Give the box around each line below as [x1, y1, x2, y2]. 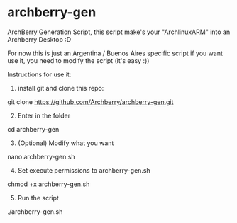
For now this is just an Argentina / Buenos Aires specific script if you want [7, 49, 224, 57]
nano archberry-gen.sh [7, 152, 76, 161]
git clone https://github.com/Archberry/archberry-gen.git [7, 97, 174, 106]
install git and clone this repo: [17, 84, 104, 92]
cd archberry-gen [7, 125, 60, 133]
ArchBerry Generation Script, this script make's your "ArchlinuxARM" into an [7, 28, 231, 36]
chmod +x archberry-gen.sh [7, 180, 90, 188]
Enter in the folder [17, 111, 71, 120]
